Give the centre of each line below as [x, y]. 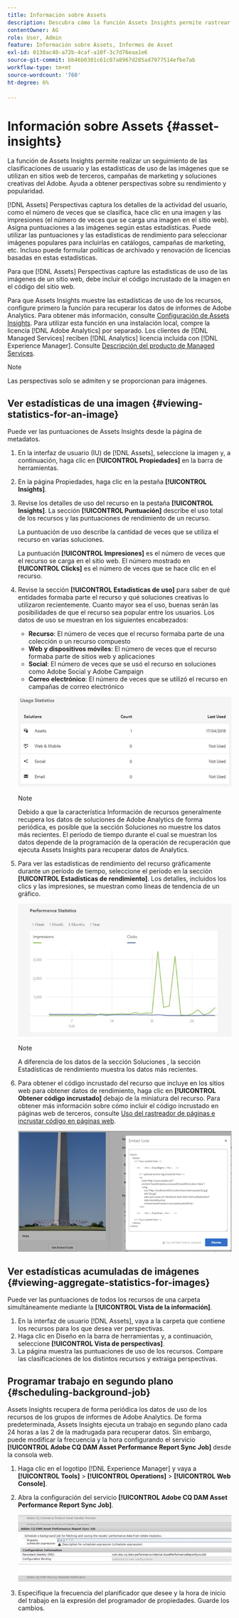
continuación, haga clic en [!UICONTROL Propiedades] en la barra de [120, 461]
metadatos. [24, 439]
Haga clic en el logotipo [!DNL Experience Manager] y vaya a [107, 1469]
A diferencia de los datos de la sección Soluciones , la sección [109, 1062]
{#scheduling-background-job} [79, 1392]
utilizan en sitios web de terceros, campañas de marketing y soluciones [112, 176]
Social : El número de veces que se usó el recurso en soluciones [122, 664]
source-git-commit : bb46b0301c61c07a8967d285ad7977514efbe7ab [101, 60]
